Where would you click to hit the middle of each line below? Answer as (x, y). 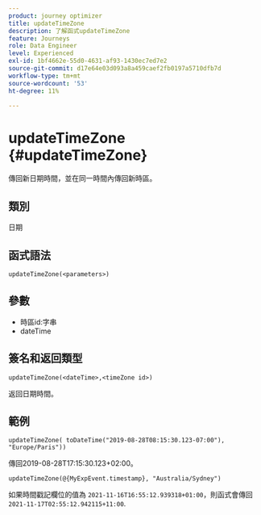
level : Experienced (41, 53)
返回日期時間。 (33, 393)
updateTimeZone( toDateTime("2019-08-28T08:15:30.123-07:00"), (117, 441)
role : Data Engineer (43, 46)
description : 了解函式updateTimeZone (69, 31)
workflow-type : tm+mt (45, 76)
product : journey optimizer (56, 16)
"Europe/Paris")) (37, 448)
